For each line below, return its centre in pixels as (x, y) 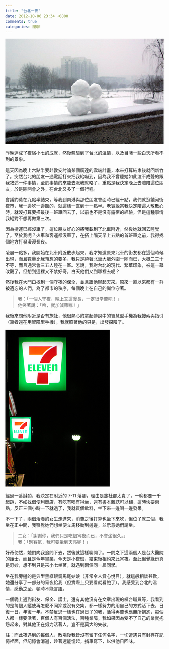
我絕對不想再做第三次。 (29, 218)
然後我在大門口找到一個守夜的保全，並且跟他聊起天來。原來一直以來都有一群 (84, 282)
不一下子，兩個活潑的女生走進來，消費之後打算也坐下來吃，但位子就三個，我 (84, 519)
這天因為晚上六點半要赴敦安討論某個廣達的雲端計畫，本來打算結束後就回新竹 (84, 170)
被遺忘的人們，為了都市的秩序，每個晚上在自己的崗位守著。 (67, 288)
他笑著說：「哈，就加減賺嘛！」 (50, 305)
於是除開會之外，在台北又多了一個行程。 (56, 189)
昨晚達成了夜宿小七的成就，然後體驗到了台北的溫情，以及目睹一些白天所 (80, 153)
